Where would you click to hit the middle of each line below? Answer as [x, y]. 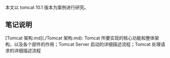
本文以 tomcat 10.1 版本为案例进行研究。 [47, 7]
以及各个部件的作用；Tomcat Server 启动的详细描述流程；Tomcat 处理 [87, 44]
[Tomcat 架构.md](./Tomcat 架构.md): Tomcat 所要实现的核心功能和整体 [80, 38]
